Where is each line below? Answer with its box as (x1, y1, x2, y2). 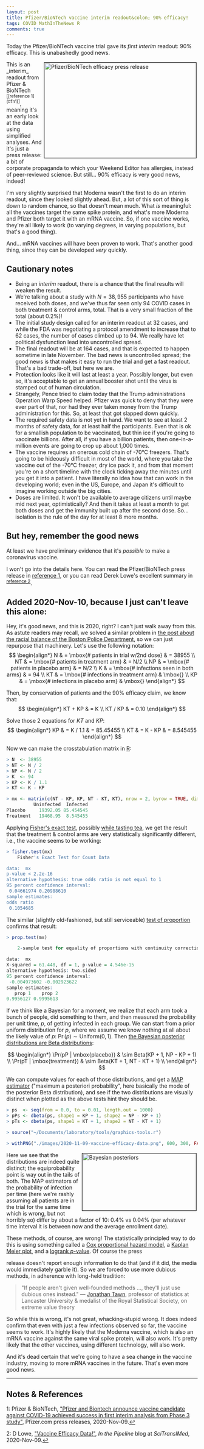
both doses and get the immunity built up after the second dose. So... (15, 506, 189, 514)
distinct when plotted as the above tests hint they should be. (6, 1095, 157, 1103)
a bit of (6, 158, 24, 165)
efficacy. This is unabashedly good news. (6, 49, 110, 57)
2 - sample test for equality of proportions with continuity (17, 945, 172, 951)
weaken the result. (15, 286, 62, 294)
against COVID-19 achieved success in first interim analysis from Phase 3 (6, 1412, 190, 1419)
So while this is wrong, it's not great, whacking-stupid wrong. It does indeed (6, 1315, 197, 1322)
